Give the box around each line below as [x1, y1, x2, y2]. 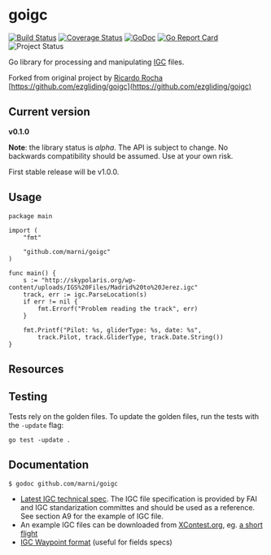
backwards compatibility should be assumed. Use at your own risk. [8, 151, 234, 160]
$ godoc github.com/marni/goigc [8, 479, 118, 487]
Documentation [8, 458, 90, 472]
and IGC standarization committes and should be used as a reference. [20, 502, 255, 512]
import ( [8, 226, 38, 234]
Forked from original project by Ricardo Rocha [8, 72, 163, 82]
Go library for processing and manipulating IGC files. [8, 57, 185, 67]
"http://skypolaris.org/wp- [41, 276, 137, 284]
